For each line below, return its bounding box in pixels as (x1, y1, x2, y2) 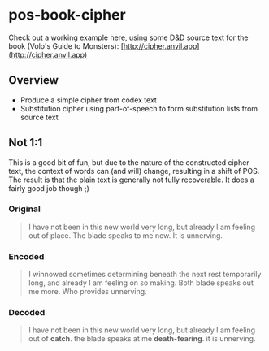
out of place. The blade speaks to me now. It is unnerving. (28, 230, 223, 240)
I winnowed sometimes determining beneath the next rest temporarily (28, 270, 262, 279)
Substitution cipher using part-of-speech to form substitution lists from (20, 103, 258, 113)
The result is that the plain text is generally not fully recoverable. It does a (8, 175, 254, 184)
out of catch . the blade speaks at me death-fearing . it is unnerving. (28, 334, 256, 344)
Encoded (8, 250, 45, 262)
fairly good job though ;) (8, 183, 89, 193)
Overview (8, 73, 59, 87)
